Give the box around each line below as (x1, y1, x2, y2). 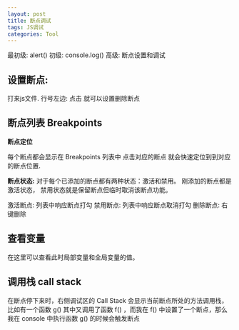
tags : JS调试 (7, 24, 44, 31)
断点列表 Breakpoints (7, 117, 103, 129)
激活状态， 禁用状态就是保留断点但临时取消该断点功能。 (7, 185, 172, 194)
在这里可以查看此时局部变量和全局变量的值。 (7, 253, 139, 261)
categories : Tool (7, 30, 59, 38)
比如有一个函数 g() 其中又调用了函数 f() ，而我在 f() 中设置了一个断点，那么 (7, 305, 228, 314)
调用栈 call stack (7, 276, 82, 288)
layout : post (7, 10, 46, 18)
